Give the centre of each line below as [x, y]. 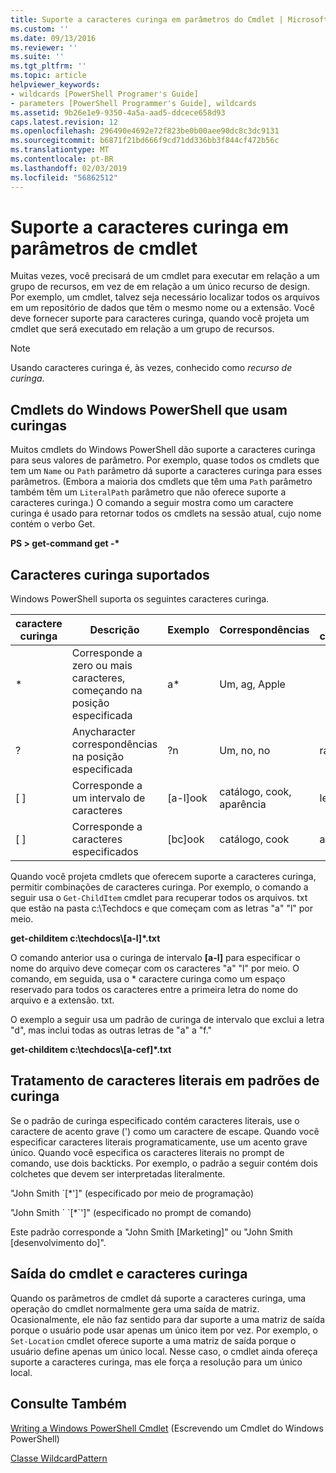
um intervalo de [108, 798]
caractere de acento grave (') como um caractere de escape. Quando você [165, 1131]
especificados [105, 852]
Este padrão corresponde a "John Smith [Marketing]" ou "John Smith [151, 1232]
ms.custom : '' [40, 29]
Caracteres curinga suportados [110, 574]
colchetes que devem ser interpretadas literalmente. [118, 1173]
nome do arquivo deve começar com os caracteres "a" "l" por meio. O [155, 968]
